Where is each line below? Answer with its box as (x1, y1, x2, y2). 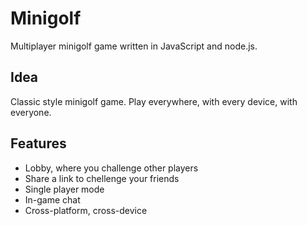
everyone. (10, 106, 52, 118)
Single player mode (24, 183, 105, 195)
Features (10, 135, 67, 152)
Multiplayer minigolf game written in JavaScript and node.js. (10, 40, 258, 52)
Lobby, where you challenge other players (24, 162, 199, 174)
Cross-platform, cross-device (24, 204, 148, 216)
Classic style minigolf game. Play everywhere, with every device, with (10, 95, 298, 107)
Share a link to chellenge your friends (24, 172, 180, 184)
